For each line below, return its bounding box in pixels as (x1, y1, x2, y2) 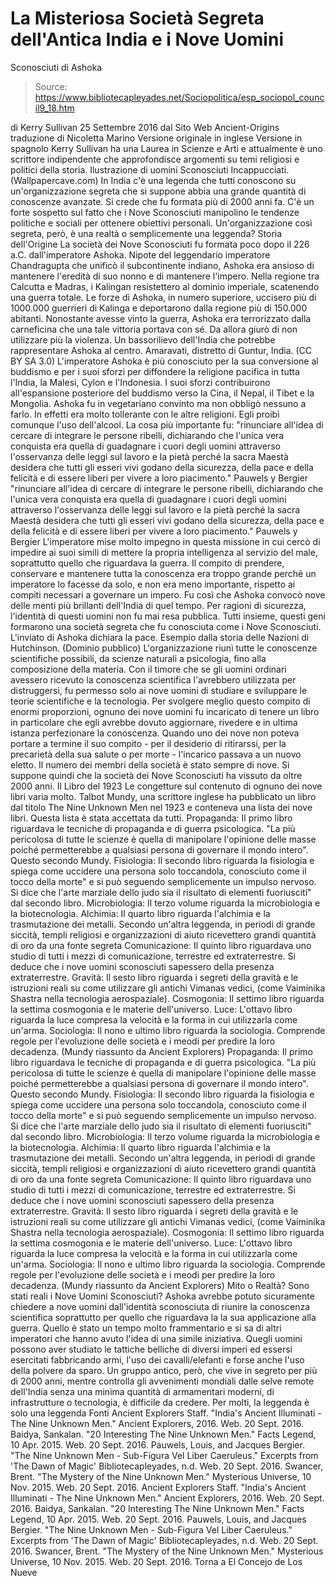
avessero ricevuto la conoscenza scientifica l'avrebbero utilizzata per (10, 673, 297, 686)
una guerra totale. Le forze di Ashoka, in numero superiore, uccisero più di (10, 291, 317, 303)
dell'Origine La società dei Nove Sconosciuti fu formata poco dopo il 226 (10, 238, 310, 250)
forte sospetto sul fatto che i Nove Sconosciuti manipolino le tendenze (10, 206, 300, 218)
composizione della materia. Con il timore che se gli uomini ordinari (10, 663, 287, 675)
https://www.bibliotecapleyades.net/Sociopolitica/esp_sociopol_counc (34, 91, 325, 103)
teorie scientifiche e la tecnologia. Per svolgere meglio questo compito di (10, 695, 311, 707)
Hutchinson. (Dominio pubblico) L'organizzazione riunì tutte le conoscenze (10, 642, 318, 654)
